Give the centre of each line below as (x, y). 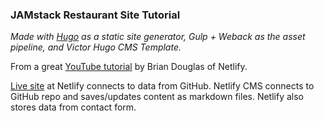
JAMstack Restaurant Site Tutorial (95, 15)
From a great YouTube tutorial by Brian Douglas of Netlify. (129, 67)
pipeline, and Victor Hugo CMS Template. (96, 47)
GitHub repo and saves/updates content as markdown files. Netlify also (157, 97)
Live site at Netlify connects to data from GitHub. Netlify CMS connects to (162, 86)
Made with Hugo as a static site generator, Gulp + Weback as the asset (158, 37)
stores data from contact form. (73, 107)
